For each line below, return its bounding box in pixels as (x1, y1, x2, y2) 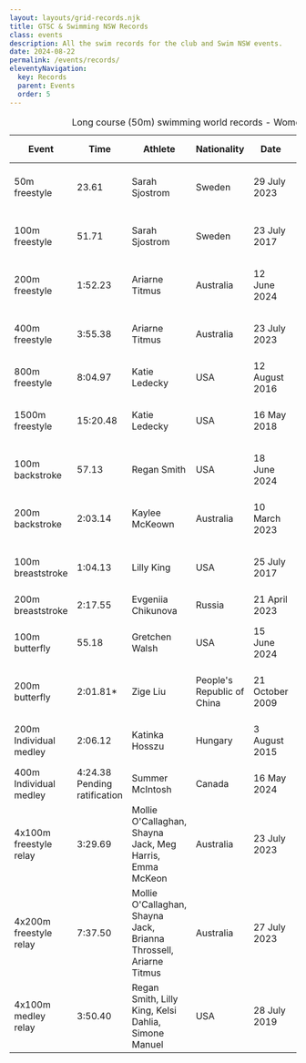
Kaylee (131, 506, 161, 519)
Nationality (195, 142, 245, 155)
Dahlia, (131, 1015, 161, 1027)
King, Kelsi (131, 1004, 178, 1017)
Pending (76, 777, 113, 790)
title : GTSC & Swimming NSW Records (9, 22, 148, 31)
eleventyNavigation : (9, 65, 88, 74)
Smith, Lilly (131, 992, 178, 1005)
